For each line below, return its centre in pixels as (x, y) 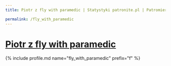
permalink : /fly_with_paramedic (39, 19)
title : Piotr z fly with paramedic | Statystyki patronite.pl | (75, 10)
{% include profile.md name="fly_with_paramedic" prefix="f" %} (73, 58)
